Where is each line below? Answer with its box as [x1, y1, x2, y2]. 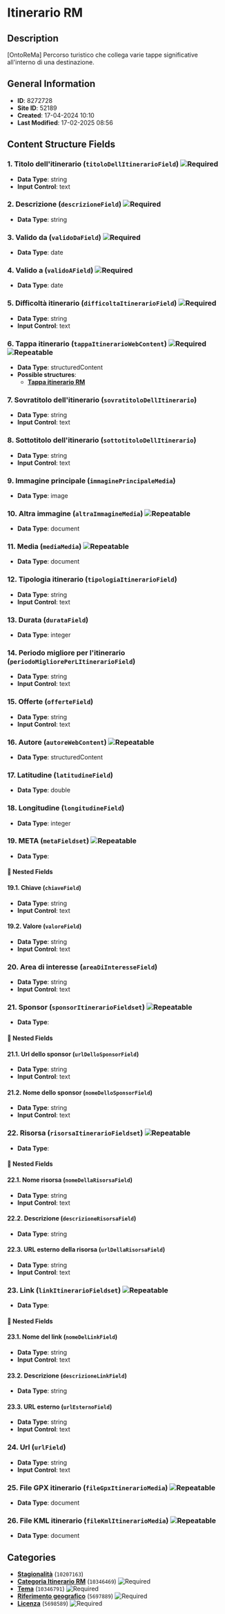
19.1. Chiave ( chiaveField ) [7, 884, 81, 892]
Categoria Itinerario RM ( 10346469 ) [17, 1577, 117, 1586]
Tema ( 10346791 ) [17, 1585, 65, 1593]
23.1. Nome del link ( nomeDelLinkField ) [7, 1333, 118, 1341]
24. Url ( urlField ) [7, 1443, 66, 1452]
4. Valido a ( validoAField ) [7, 266, 94, 275]
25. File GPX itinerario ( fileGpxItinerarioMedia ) [7, 1483, 168, 1492]
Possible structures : [17, 370, 77, 378]
